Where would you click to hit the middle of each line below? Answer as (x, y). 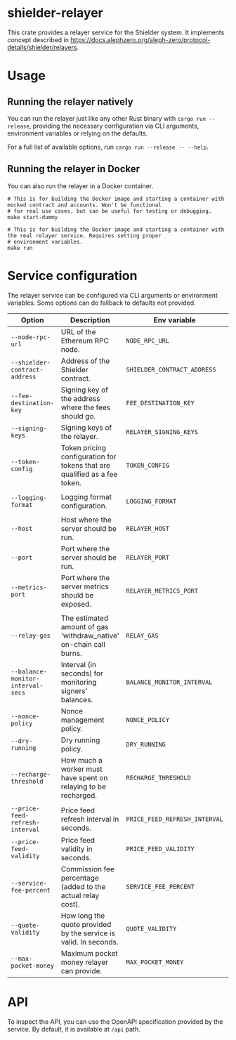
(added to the (83, 886)
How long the (83, 916)
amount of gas (85, 626)
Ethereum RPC (85, 341)
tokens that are (86, 465)
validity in (77, 849)
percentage (80, 878)
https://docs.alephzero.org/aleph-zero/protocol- (140, 39)
